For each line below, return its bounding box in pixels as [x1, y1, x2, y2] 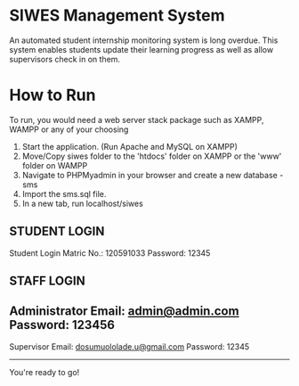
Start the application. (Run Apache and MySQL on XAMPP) [21, 141, 238, 152]
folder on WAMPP [21, 160, 88, 170]
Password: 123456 [9, 317, 116, 333]
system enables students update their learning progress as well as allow [9, 44, 274, 54]
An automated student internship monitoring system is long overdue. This [9, 35, 279, 45]
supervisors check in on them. [9, 53, 121, 64]
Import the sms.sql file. [21, 188, 107, 199]
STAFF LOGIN [9, 274, 86, 289]
